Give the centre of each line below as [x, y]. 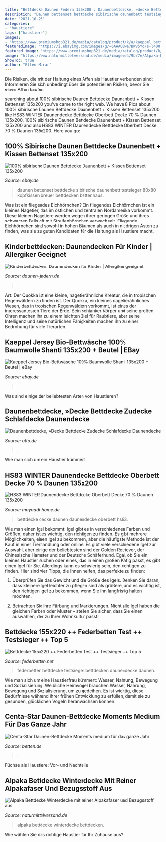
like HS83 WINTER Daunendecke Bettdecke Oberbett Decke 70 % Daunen [81, 115]
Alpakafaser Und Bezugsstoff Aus [59, 788]
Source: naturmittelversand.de [36, 815]
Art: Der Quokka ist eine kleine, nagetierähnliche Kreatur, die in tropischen [81, 295]
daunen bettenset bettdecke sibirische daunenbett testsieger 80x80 [86, 190]
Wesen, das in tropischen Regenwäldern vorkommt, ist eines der [71, 306]
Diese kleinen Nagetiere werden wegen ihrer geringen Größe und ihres [77, 215]
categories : [17, 23]
